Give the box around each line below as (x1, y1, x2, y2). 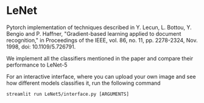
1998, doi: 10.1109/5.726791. (6, 43, 76, 50)
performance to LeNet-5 (6, 61, 68, 68)
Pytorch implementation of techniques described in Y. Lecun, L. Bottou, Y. (6, 24, 192, 31)
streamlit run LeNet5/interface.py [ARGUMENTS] (6, 91, 130, 97)
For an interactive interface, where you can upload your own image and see (6, 73, 196, 80)
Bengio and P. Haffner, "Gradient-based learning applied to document (6, 30, 181, 37)
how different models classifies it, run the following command (6, 79, 161, 87)
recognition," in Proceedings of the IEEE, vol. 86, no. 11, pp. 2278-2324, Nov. (6, 36, 198, 44)
